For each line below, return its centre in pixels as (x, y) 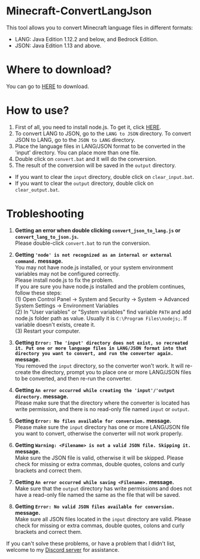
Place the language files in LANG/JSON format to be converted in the (100, 146)
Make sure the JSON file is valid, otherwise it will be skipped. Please (99, 458)
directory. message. (42, 396)
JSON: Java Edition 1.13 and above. (58, 45)
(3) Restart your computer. (48, 331)
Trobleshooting (45, 214)
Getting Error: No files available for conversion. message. (93, 421)
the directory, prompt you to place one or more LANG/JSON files (112, 372)
